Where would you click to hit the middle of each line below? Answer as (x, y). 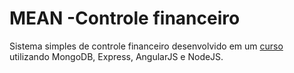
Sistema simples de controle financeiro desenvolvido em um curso (146, 46)
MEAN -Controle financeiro (125, 18)
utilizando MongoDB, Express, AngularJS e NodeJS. (116, 56)
